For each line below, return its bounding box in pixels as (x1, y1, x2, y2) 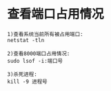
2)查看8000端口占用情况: (7, 50, 70, 57)
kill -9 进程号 (7, 78, 48, 85)
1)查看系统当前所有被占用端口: (7, 30, 84, 38)
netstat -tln (7, 37, 45, 43)
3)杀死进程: (7, 70, 38, 78)
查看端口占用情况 (7, 6, 105, 22)
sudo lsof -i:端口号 (7, 57, 63, 64)
